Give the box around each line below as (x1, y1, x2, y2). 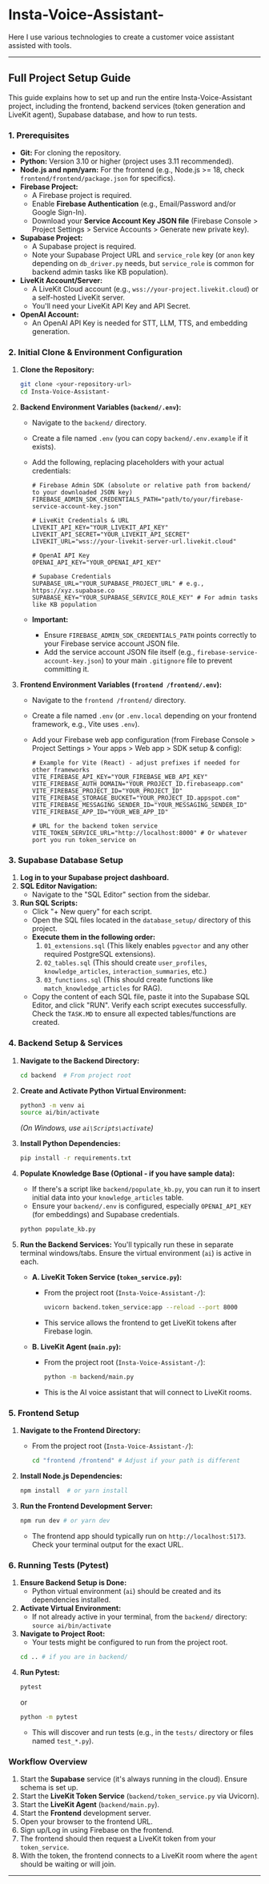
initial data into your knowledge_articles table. (31, 1192, 184, 1203)
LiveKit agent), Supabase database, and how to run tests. (8, 110, 198, 119)
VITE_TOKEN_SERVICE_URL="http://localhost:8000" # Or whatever (31, 829, 248, 837)
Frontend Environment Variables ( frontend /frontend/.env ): (19, 680, 223, 690)
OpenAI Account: (19, 310, 79, 320)
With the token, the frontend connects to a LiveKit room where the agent (19, 1850, 259, 1860)
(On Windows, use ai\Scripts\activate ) (19, 1124, 154, 1133)
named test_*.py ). (31, 1736, 94, 1745)
